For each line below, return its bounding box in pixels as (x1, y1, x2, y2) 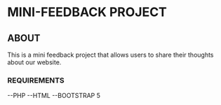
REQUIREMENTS (7, 75, 65, 85)
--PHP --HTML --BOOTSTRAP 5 (7, 92, 100, 100)
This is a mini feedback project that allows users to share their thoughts (7, 50, 214, 59)
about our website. (7, 58, 62, 66)
